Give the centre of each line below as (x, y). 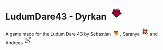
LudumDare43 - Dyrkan (56, 17)
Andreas (14, 43)
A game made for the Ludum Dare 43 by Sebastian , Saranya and (82, 34)
